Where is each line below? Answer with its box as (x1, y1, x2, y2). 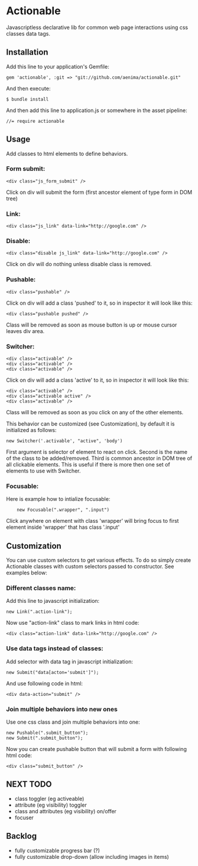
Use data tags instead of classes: (6, 644, 103, 653)
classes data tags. (6, 30, 50, 37)
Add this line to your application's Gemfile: (6, 63, 109, 70)
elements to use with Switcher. (6, 467, 81, 475)
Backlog (6, 831, 37, 841)
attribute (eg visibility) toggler (14, 801, 87, 809)
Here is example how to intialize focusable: (6, 496, 111, 503)
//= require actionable (6, 118, 65, 124)
